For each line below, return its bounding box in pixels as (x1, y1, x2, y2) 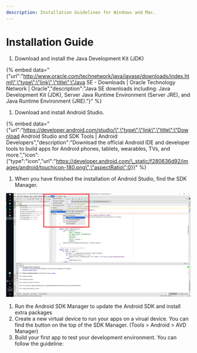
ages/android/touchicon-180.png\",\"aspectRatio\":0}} (6, 164, 136, 171)
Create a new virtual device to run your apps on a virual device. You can (14, 315, 189, 323)
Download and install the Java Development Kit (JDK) (14, 55, 144, 62)
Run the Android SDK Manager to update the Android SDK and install (14, 303, 181, 310)
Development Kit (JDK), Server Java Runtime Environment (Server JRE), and (6, 91, 191, 98)
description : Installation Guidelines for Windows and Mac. (6, 9, 157, 15)
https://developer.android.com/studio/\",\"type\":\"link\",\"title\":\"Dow (23, 126, 189, 133)
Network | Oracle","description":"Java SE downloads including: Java (6, 85, 171, 92)
